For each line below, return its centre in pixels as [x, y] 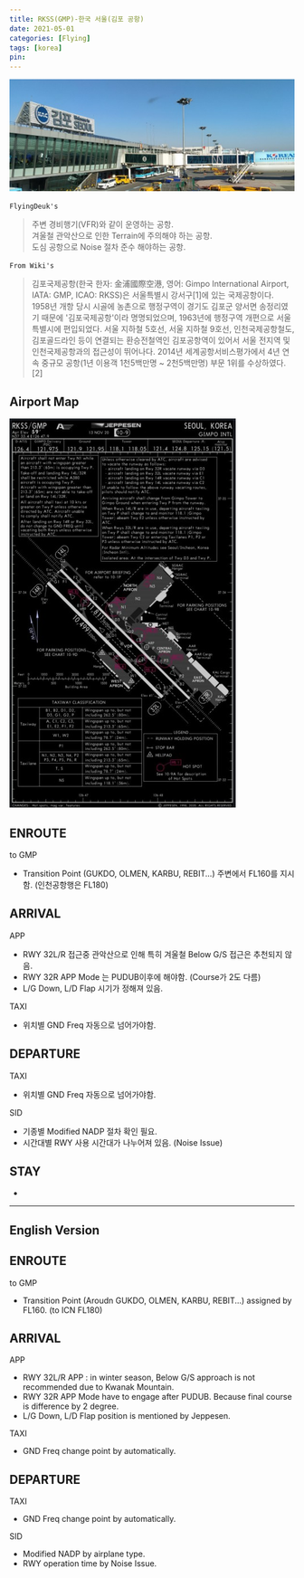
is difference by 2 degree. [71, 1406]
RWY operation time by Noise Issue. [90, 1564]
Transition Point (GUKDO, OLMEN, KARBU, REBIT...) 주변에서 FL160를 [150, 873]
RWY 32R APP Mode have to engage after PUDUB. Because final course [157, 1397]
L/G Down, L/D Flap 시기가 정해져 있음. [93, 988]
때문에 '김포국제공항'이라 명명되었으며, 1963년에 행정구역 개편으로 [158, 318]
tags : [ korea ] [36, 48]
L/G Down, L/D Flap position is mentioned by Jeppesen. [126, 1416]
